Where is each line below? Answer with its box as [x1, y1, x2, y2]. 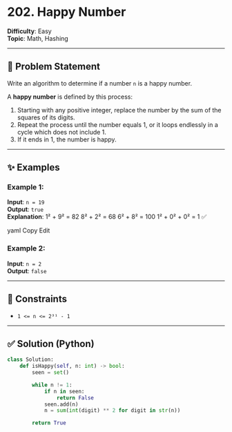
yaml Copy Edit [7, 226, 50, 235]
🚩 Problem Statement [7, 61, 101, 72]
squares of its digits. [17, 113, 75, 121]
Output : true [7, 205, 43, 214]
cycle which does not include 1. [17, 128, 107, 136]
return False [56, 394, 95, 401]
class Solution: [7, 356, 54, 363]
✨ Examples [7, 161, 60, 173]
